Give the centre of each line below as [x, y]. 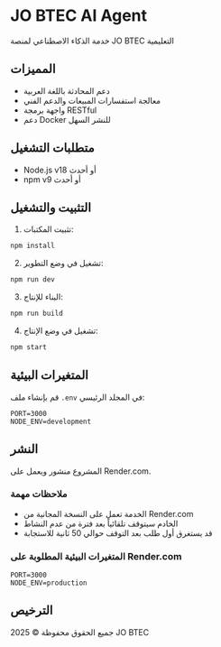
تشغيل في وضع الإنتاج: [60, 331]
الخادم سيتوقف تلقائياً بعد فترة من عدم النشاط [101, 523]
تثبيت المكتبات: [48, 229]
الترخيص [32, 610]
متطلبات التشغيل [52, 148]
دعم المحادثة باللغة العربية [67, 90]
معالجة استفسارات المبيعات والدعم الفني [92, 100]
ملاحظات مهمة [39, 494]
